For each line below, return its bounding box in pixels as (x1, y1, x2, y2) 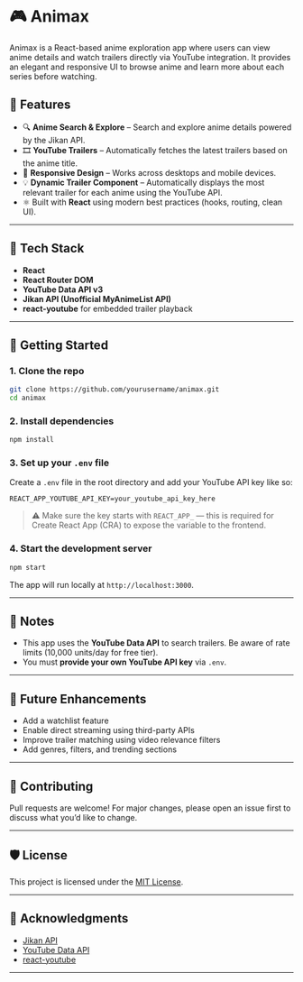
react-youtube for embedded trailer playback (22, 303, 193, 314)
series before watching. (9, 70, 97, 81)
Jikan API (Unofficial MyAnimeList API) (22, 293, 171, 304)
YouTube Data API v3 (22, 284, 104, 295)
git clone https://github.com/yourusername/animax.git (9, 385, 220, 394)
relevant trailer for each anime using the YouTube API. (22, 187, 223, 197)
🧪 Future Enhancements (9, 691, 147, 707)
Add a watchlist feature (22, 715, 110, 726)
